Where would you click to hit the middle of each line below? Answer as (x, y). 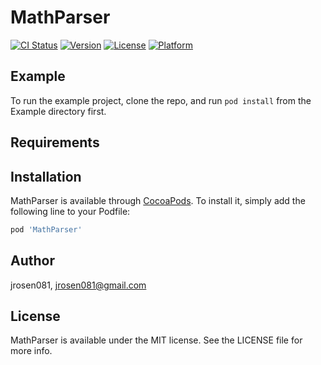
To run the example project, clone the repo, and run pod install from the (161, 100)
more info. (31, 351)
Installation (46, 176)
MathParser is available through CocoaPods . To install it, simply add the (158, 200)
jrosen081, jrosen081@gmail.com (78, 285)
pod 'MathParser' (46, 229)
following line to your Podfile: (70, 211)
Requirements (55, 142)
